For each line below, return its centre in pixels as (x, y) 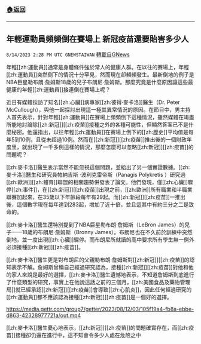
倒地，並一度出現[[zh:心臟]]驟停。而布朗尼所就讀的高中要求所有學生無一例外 (100, 239)
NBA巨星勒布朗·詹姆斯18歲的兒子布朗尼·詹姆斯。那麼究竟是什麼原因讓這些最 (100, 82)
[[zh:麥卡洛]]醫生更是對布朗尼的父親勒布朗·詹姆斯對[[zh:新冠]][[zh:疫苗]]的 (98, 260)
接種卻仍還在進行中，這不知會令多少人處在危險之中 (78, 335)
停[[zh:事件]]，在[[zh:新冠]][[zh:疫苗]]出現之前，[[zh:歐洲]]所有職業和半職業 (99, 190)
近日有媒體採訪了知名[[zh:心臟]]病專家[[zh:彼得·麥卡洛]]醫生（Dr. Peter (93, 102)
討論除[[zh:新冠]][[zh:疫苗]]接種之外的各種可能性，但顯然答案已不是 (105, 125)
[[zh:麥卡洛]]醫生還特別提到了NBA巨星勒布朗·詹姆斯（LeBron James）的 (95, 225)
